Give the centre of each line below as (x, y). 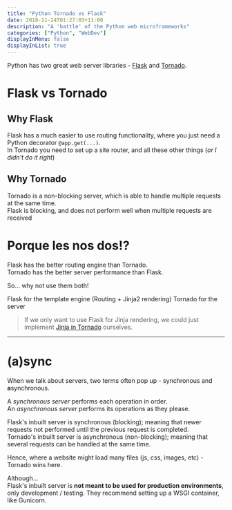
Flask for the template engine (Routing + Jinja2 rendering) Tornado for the (112, 299)
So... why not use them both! (48, 285)
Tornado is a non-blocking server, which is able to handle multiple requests (114, 196)
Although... (23, 478)
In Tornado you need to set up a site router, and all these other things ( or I (112, 150)
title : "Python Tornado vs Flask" (57, 13)
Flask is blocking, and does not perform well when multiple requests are (109, 210)
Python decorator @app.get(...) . (54, 143)
